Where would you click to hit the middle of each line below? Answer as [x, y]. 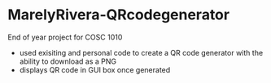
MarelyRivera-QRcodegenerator [118, 15]
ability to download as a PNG [68, 61]
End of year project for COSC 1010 [65, 37]
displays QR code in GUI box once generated [95, 69]
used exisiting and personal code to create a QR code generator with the [141, 52]
